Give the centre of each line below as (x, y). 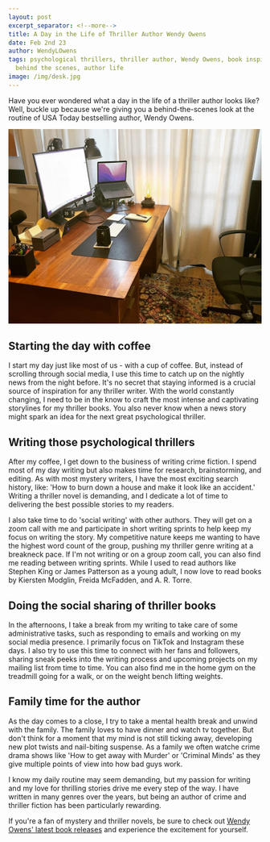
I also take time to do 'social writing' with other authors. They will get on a (131, 520)
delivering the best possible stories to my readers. (91, 505)
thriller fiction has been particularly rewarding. (85, 805)
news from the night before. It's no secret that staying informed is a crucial (132, 382)
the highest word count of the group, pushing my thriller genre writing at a (131, 546)
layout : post (30, 17)
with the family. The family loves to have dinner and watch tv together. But (131, 729)
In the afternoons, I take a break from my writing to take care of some (123, 625)
